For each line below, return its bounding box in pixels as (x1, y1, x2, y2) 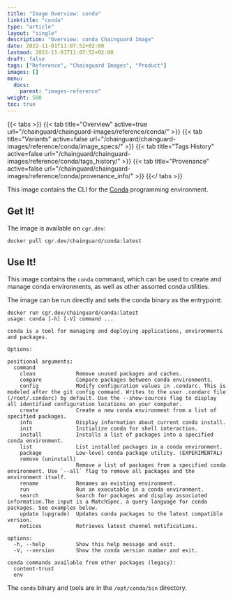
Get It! (7, 205, 35, 217)
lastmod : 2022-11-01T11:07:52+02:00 (7, 49, 114, 56)
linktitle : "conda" (7, 17, 64, 24)
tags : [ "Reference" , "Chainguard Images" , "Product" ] (7, 62, 167, 69)
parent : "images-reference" (20, 88, 101, 95)
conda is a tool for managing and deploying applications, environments (7, 327, 223, 334)
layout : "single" (7, 29, 58, 37)
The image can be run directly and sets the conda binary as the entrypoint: (7, 295, 223, 304)
